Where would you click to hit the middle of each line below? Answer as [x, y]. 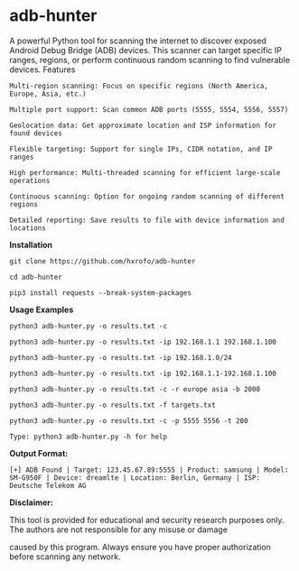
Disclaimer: [32, 502]
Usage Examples [42, 309]
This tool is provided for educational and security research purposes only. [147, 520]
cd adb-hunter [36, 277]
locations [28, 228]
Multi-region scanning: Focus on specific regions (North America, [139, 86]
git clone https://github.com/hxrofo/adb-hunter [103, 261]
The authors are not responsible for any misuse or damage [119, 530]
